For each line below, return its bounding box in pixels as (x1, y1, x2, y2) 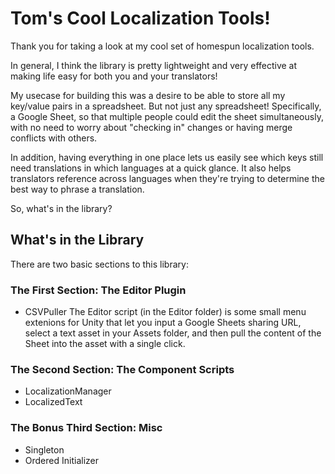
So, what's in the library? (10, 202, 113, 214)
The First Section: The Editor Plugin (10, 283, 187, 297)
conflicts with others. (10, 132, 98, 144)
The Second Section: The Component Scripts (10, 362, 235, 376)
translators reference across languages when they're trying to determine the (10, 172, 325, 184)
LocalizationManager (24, 385, 112, 397)
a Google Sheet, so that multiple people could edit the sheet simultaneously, (10, 110, 324, 122)
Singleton (24, 443, 65, 456)
